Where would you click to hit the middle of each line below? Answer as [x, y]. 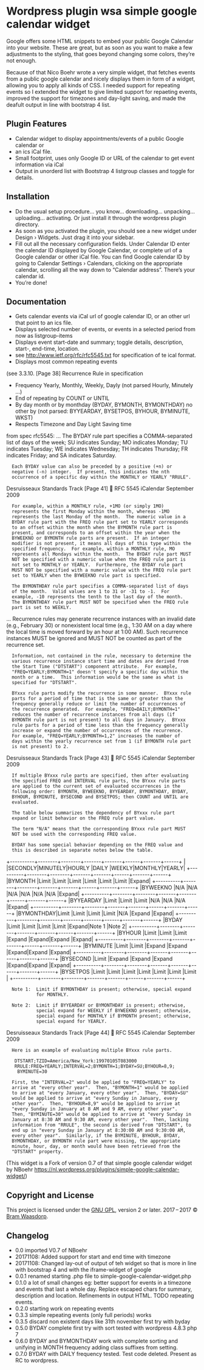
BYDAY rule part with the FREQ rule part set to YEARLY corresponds [100, 523]
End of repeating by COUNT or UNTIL [62, 398]
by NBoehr [20, 1169]
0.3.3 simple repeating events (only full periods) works [83, 1315]
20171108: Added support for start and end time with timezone [93, 1257]
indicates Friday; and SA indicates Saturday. [61, 455]
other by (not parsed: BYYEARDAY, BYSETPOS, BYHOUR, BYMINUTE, [102, 411]
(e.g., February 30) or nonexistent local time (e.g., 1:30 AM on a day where [99, 626]
